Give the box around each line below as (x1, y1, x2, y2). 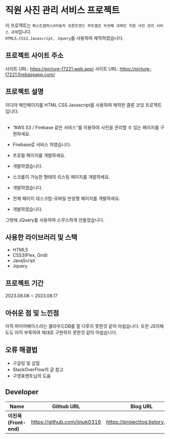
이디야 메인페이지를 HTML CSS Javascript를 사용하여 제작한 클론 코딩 (5, 102, 144, 108)
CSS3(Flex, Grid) (12, 252, 48, 259)
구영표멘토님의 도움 (12, 373, 51, 379)
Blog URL (130, 403, 153, 410)
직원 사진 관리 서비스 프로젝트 (5, 5, 120, 16)
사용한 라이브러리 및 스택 (5, 233, 77, 241)
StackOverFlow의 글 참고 (12, 366, 64, 373)
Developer (5, 388, 39, 396)
